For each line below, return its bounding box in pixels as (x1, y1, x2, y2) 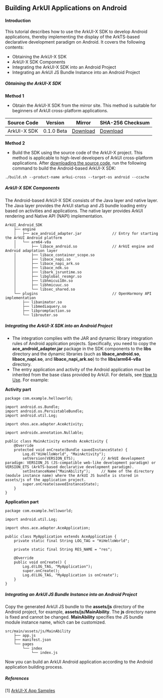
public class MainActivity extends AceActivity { (5, 439, 108, 444)
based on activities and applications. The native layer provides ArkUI (5, 208, 143, 214)
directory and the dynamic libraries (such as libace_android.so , (12, 350, 141, 357)
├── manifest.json (14, 637, 51, 643)
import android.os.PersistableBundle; (5, 409, 84, 414)
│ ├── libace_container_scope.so (14, 252, 95, 257)
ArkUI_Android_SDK (5, 223, 42, 227)
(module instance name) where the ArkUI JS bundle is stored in (5, 473, 139, 478)
